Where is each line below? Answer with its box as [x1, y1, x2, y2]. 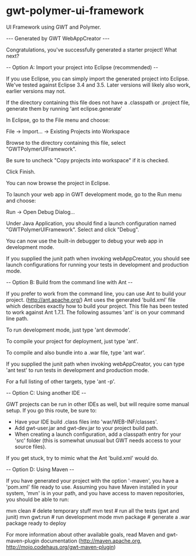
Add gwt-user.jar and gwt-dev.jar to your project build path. [14, 424, 159, 431]
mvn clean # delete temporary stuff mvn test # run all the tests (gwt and [6, 507, 180, 514]
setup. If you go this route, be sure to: [6, 407, 97, 414]
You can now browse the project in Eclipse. [6, 179, 110, 186]
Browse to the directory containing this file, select [6, 139, 126, 146]
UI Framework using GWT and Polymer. [6, 23, 101, 30]
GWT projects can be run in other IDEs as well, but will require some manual [6, 400, 189, 408]
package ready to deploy [6, 520, 66, 527]
